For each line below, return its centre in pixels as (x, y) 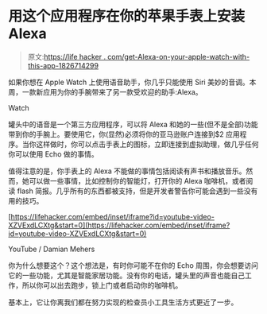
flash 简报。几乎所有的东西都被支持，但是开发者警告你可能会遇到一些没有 (137, 191)
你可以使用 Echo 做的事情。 (53, 154)
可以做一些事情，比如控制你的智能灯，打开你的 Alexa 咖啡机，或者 (137, 180)
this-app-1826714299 (63, 65)
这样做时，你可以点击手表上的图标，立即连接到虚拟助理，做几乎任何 (147, 144)
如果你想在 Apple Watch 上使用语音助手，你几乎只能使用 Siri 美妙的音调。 (129, 82)
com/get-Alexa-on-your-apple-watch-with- (178, 56)
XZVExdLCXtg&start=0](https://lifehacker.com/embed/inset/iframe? (119, 225)
